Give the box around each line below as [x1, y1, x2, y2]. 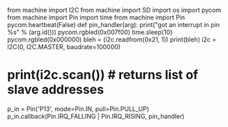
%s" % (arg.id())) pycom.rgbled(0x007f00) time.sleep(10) [7, 28, 173, 36]
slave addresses [7, 82, 105, 98]
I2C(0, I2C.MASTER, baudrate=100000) [7, 43, 121, 51]
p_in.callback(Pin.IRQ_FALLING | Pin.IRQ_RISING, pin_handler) [7, 112, 185, 120]
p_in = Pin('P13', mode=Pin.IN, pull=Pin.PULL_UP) [7, 104, 150, 113]
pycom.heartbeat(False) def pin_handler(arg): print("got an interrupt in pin [7, 21, 220, 28]
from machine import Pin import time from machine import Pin [7, 13, 185, 22]
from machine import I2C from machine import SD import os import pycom [7, 6, 222, 14]
